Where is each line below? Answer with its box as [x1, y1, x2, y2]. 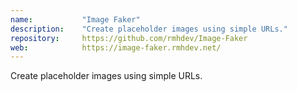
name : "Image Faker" [10, 14, 141, 25]
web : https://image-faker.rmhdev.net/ [10, 42, 222, 53]
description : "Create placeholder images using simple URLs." [10, 24, 288, 34]
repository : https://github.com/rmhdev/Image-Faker [10, 33, 248, 43]
